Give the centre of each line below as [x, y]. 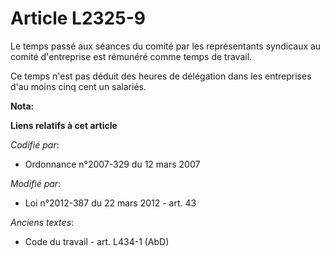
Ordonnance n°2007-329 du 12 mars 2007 [112, 164]
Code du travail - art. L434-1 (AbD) [97, 241]
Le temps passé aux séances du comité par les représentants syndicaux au [166, 46]
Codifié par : [35, 144]
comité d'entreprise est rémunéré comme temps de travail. [131, 56]
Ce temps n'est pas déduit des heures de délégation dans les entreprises [161, 76]
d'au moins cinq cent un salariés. [78, 86]
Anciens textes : [42, 222]
